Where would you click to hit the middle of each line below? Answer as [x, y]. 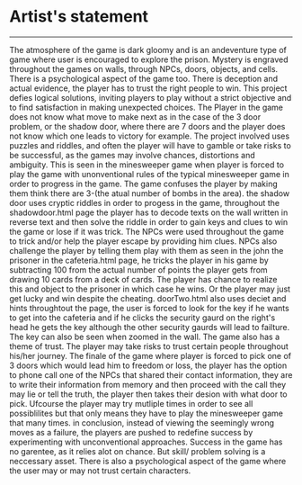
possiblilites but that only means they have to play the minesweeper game [146, 413]
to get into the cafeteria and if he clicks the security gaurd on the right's [142, 318]
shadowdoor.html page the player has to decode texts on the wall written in [149, 212]
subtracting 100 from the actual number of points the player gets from [138, 269]
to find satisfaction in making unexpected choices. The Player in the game [146, 107]
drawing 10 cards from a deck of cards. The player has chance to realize [143, 279]
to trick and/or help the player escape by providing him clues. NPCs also [143, 241]
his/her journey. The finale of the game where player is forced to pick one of [151, 355]
